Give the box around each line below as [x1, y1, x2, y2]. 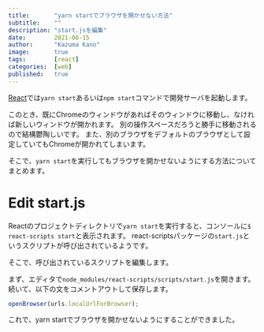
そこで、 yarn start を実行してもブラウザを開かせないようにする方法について [8, 155, 257, 166]
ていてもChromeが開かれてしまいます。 [21, 139, 151, 148]
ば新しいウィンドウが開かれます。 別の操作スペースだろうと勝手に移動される [8, 119, 258, 129]
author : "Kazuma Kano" [8, 41, 101, 49]
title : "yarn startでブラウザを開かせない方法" [8, 11, 173, 20]
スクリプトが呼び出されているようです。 [21, 241, 153, 250]
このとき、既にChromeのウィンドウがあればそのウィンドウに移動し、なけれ [8, 110, 255, 119]
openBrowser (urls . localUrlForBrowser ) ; [8, 300, 139, 308]
